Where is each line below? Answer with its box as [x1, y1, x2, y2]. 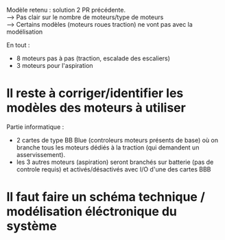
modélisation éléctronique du [6, 204, 178, 219]
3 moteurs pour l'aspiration [16, 62, 93, 69]
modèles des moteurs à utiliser [6, 100, 186, 116]
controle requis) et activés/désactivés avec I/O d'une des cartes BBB [16, 165, 211, 173]
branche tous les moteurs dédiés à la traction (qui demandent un [16, 143, 200, 152]
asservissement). [16, 150, 66, 158]
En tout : [6, 41, 30, 49]
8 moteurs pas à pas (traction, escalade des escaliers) [16, 54, 171, 62]
